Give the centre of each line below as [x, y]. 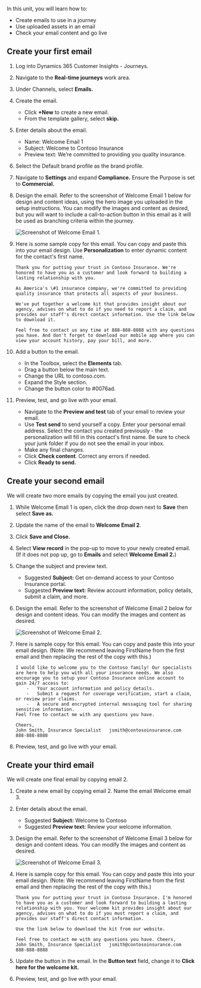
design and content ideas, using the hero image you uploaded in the [99, 202]
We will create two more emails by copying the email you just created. [93, 495]
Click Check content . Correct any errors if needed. [87, 456]
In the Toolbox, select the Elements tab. [73, 363]
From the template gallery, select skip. [72, 118]
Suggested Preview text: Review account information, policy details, [109, 590]
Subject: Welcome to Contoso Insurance [74, 148]
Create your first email [49, 52]
